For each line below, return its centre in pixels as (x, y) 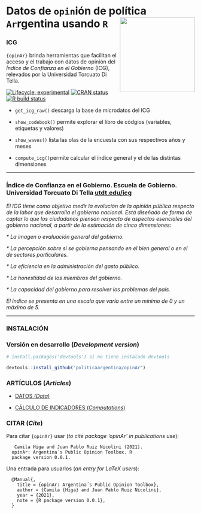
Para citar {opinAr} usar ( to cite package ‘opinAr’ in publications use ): (93, 436)
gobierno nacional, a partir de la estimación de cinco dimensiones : (89, 225)
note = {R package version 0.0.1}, (61, 501)
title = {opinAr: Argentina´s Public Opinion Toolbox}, (88, 485)
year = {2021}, (36, 495)
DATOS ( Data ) (32, 396)
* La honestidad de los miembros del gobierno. (64, 278)
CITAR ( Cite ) (25, 423)
